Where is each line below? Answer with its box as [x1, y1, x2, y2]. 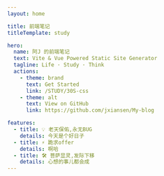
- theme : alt [20, 94, 58, 101]
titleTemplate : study [7, 29, 70, 36]
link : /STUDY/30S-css [25, 87, 89, 94]
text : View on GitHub [25, 101, 89, 108]
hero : [7, 42, 23, 49]
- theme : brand [20, 74, 64, 81]
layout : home [7, 10, 45, 17]
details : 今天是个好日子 [20, 132, 85, 140]
